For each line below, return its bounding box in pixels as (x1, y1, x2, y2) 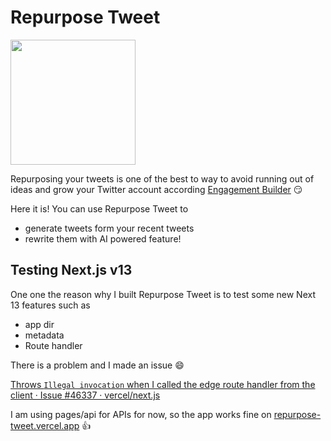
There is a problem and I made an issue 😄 (10, 359, 185, 371)
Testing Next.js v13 (10, 262, 133, 279)
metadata (24, 329, 65, 341)
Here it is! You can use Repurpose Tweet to (10, 202, 189, 215)
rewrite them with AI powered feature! (24, 232, 182, 245)
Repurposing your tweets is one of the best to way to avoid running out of (10, 172, 315, 185)
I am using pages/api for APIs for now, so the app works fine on (10, 408, 272, 420)
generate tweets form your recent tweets (24, 222, 195, 234)
